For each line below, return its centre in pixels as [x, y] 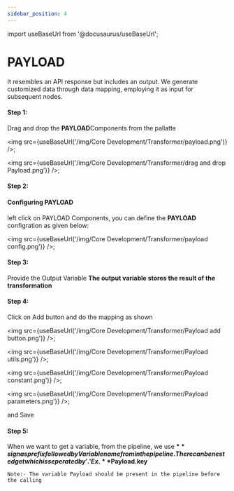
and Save [21, 415]
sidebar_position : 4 [37, 14]
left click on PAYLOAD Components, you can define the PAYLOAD [102, 217]
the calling [24, 480]
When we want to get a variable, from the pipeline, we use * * [96, 447]
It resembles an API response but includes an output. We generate [103, 81]
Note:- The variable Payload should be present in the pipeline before [114, 474]
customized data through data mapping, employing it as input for [101, 89]
